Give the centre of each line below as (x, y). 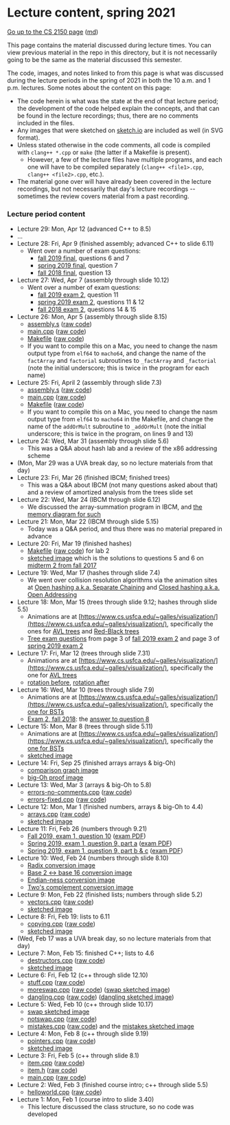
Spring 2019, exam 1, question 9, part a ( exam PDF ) (100, 843)
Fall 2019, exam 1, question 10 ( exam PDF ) (87, 836)
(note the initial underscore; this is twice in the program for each (118, 368)
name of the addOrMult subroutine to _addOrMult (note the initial (117, 427)
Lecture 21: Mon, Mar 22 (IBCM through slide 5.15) (88, 522)
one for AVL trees (52, 675)
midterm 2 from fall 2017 (62, 565)
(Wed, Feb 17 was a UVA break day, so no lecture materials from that (114, 938)
